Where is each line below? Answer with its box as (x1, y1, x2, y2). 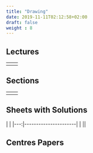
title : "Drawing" (6, 8, 49, 15)
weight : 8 (6, 25, 33, 31)
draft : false (6, 19, 38, 25)
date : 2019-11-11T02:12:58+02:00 (6, 14, 88, 20)
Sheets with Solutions (6, 105, 88, 115)
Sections (6, 76, 39, 86)
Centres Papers (6, 138, 64, 148)
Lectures (6, 46, 39, 56)
